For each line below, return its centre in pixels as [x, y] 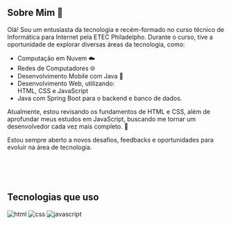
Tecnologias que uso [53, 198]
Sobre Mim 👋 [35, 13]
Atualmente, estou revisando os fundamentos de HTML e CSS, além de [109, 111]
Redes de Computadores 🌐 [56, 68]
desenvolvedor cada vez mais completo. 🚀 [68, 126]
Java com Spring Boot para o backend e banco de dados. [100, 98]
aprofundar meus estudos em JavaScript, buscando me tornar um [102, 119]
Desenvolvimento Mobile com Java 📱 [70, 76]
